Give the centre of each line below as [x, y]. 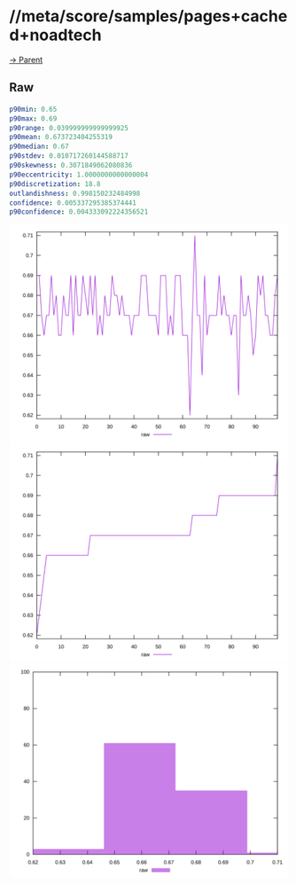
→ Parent [26, 59]
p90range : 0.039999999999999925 [69, 128]
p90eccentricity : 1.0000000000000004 [79, 175]
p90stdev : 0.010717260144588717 [69, 156]
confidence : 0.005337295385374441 [73, 203]
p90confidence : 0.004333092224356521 [79, 212]
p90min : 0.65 [33, 109]
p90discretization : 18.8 [55, 184]
